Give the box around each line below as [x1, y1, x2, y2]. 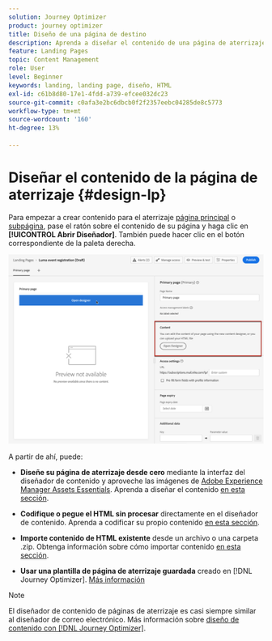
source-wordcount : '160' [8, 116, 92, 124]
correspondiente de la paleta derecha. [8, 238, 136, 248]
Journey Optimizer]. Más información [19, 575, 146, 584]
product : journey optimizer [8, 21, 104, 30]
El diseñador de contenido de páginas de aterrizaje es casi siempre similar [8, 606, 257, 616]
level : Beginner [8, 73, 63, 81]
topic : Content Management [8, 56, 100, 64]
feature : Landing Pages [8, 47, 89, 56]
